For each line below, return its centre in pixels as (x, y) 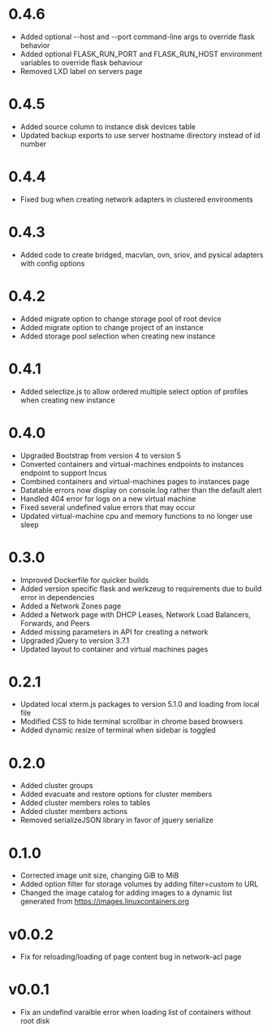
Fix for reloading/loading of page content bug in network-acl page (131, 957)
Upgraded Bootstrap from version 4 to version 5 (100, 455)
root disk (35, 1021)
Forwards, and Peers (55, 623)
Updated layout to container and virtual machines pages (114, 649)
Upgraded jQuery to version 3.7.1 (75, 640)
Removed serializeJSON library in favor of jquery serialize (117, 820)
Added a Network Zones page (71, 606)
